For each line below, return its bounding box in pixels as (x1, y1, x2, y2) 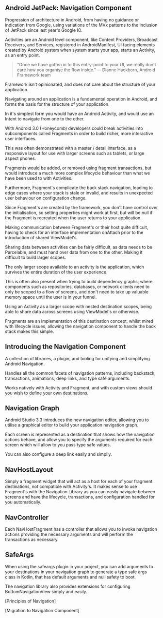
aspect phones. (5, 155, 36, 161)
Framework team (16, 72, 51, 77)
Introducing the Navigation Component (5, 343, 126, 351)
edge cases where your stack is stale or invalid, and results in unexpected (5, 190, 153, 195)
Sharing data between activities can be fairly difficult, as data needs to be (5, 244, 152, 250)
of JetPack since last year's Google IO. (5, 27, 82, 33)
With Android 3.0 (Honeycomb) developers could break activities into (5, 125, 143, 131)
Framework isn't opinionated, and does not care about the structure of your (5, 81, 156, 87)
